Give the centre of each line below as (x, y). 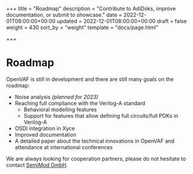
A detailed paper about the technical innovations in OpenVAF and (94, 141)
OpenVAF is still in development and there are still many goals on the (90, 79)
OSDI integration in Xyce (45, 128)
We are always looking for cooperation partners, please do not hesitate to (96, 159)
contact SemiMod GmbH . (37, 165)
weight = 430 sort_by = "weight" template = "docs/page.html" (82, 27)
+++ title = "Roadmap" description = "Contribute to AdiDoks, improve (91, 9)
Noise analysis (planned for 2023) (56, 96)
